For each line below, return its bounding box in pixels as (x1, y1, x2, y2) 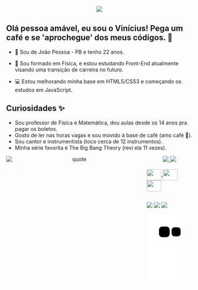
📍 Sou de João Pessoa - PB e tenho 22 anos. (14, 48, 125, 55)
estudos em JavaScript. (14, 86, 73, 93)
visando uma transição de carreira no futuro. (14, 66, 124, 73)
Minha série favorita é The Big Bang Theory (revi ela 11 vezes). (14, 144, 167, 151)
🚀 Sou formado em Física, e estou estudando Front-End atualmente (14, 60, 179, 67)
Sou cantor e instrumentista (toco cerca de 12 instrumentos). (14, 138, 163, 145)
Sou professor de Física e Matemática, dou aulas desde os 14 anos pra (14, 119, 187, 126)
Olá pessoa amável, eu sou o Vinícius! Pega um (6, 24, 183, 34)
